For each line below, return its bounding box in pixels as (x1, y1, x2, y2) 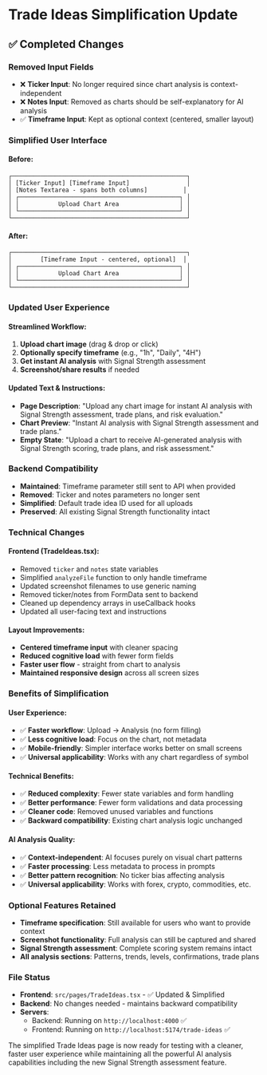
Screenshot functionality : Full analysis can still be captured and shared (19, 935, 257, 944)
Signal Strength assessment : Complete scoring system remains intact (19, 943, 253, 953)
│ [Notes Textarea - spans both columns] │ (8, 186, 187, 194)
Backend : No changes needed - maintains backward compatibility (19, 999, 238, 1009)
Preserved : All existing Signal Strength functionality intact (19, 507, 210, 516)
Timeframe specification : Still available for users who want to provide (19, 918, 251, 927)
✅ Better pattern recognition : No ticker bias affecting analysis (19, 870, 226, 879)
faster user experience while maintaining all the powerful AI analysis (8, 1049, 233, 1059)
